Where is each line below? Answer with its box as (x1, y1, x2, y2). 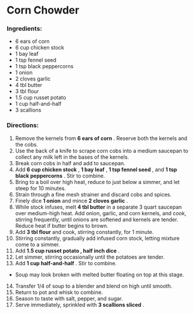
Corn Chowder (6, 4, 80, 17)
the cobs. (15, 141, 39, 148)
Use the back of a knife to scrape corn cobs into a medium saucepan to (15, 147, 189, 154)
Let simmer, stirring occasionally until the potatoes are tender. (15, 253, 165, 260)
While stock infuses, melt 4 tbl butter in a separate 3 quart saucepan (15, 203, 182, 211)
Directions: (6, 121, 39, 129)
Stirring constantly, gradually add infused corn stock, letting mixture (15, 235, 180, 242)
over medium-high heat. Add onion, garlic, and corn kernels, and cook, (15, 209, 186, 216)
